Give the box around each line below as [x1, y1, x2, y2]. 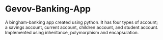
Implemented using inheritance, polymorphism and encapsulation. [5, 29, 139, 35]
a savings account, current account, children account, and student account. [5, 24, 159, 30]
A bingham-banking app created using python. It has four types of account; [5, 19, 158, 25]
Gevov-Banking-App [5, 3, 91, 14]
